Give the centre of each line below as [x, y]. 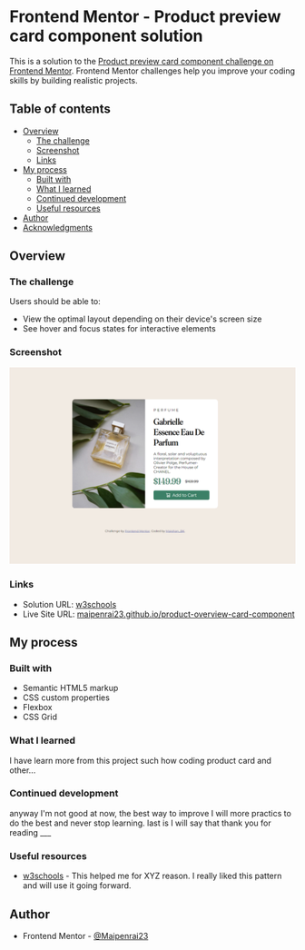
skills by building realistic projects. [74, 80]
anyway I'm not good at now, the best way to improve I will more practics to [151, 813]
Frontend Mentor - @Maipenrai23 [85, 935]
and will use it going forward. [77, 886]
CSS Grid [39, 717]
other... [23, 770]
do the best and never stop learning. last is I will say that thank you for [141, 823]
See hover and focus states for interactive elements [119, 329]
